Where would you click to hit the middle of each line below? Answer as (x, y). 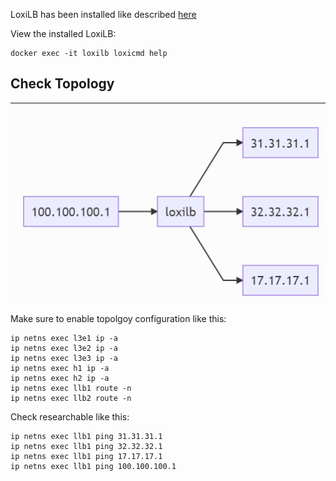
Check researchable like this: (70, 417)
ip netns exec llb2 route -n (71, 399)
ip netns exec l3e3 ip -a (64, 359)
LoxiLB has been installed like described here (103, 14)
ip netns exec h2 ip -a (60, 379)
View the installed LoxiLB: (63, 33)
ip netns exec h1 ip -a (60, 369)
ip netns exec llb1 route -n (71, 389)
